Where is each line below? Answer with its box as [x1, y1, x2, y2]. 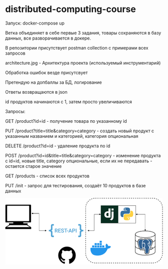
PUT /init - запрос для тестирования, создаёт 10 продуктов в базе [5, 182, 146, 188]
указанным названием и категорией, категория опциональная [5, 133, 138, 139]
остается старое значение [5, 163, 62, 169]
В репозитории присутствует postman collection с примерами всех [5, 45, 148, 51]
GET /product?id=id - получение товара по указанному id [5, 118, 127, 124]
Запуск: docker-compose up [5, 20, 65, 26]
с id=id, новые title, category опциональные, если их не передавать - [5, 158, 152, 164]
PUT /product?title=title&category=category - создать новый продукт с [5, 128, 154, 134]
